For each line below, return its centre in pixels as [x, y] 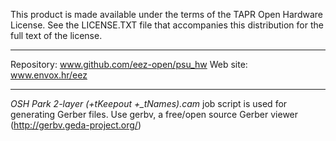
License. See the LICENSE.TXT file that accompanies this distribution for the [167, 25]
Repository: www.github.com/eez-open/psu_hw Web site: [129, 64]
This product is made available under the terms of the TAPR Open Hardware [166, 14]
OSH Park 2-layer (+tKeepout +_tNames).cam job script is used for [149, 103]
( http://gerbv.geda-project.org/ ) [76, 125]
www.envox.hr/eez [49, 75]
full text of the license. [56, 35]
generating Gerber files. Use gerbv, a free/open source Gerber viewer [154, 114]
